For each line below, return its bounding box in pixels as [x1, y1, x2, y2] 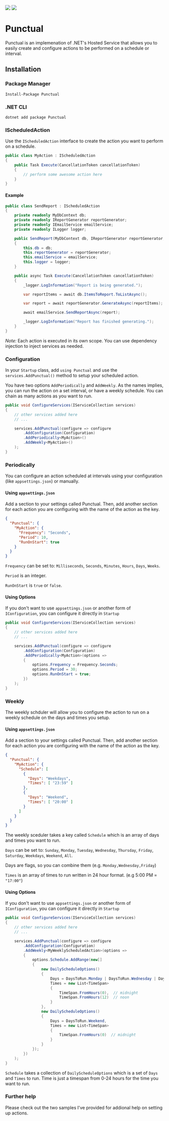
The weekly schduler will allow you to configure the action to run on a [5, 709, 149, 715]
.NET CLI [5, 104, 27, 111]
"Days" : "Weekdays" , [27, 776, 71, 781]
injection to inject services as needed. [5, 343, 84, 349]
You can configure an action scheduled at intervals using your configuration [5, 473, 162, 479]
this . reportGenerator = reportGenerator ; [23, 250, 112, 255]
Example [5, 192, 24, 198]
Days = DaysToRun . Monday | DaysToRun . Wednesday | [50, 976, 156, 981]
